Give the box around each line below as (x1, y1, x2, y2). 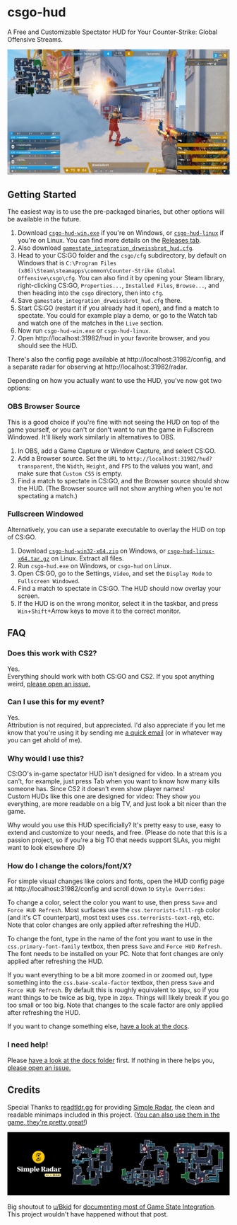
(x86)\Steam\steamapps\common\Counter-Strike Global (17, 268, 176, 275)
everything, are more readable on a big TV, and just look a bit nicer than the (7, 800, 227, 808)
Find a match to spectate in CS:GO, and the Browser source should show (17, 476, 229, 485)
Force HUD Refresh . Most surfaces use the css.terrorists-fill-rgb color (7, 906, 221, 914)
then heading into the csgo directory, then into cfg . (17, 289, 164, 297)
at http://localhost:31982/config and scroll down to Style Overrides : (7, 885, 206, 893)
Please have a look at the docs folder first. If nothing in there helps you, (7, 1056, 215, 1064)
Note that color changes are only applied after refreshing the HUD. (7, 921, 201, 929)
